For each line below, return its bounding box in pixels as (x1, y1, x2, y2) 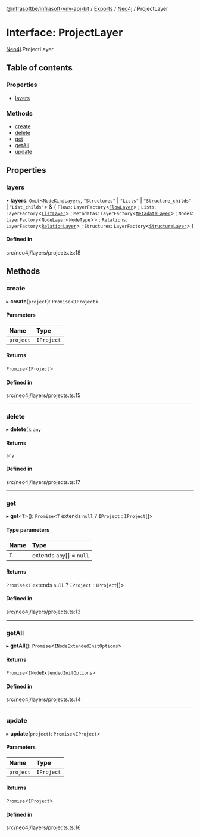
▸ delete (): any (6, 426, 42, 433)
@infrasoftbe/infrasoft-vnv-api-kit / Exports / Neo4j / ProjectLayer (6, 5, 168, 12)
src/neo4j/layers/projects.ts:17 (6, 478, 81, 485)
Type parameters (6, 526, 50, 533)
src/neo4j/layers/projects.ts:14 (6, 696, 82, 703)
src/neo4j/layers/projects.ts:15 (6, 392, 81, 399)
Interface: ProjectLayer (6, 26, 123, 39)
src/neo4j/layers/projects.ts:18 (6, 249, 81, 256)
